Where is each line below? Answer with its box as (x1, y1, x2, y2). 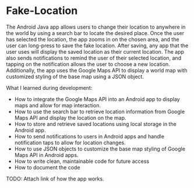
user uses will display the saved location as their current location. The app (6, 48, 185, 55)
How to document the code (14, 163, 80, 170)
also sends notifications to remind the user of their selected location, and (6, 54, 182, 61)
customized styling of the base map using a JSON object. (6, 73, 144, 80)
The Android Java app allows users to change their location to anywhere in (6, 23, 186, 30)
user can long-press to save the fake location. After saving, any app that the (6, 42, 189, 49)
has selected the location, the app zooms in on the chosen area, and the (6, 36, 179, 43)
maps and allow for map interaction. (14, 102, 101, 109)
